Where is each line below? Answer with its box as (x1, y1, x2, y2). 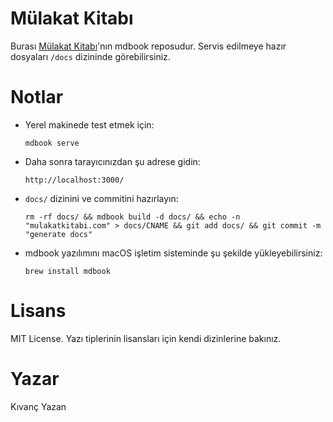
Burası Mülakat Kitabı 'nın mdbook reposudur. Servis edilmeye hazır (10, 40, 287, 52)
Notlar (10, 86, 64, 109)
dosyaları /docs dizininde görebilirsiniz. (10, 50, 171, 62)
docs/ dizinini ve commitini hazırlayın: (24, 192, 179, 204)
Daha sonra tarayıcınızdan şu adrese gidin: (24, 155, 201, 167)
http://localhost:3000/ (24, 175, 125, 185)
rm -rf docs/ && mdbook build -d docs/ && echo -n (24, 212, 241, 222)
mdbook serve (24, 138, 80, 148)
